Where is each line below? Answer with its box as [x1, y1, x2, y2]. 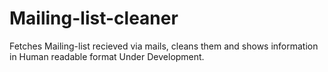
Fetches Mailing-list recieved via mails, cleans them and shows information [9, 40, 319, 52]
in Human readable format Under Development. [9, 50, 205, 62]
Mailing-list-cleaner [9, 7, 179, 30]
